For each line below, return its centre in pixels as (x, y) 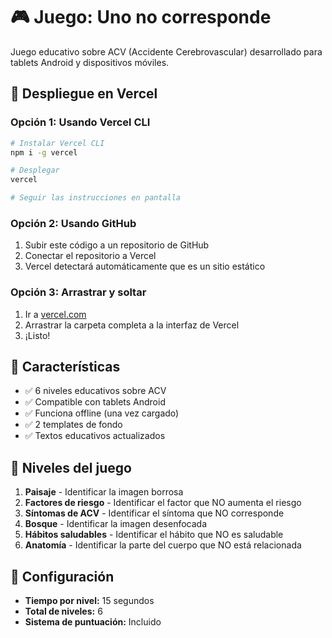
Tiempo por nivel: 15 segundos (89, 601)
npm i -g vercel (44, 152)
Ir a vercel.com (55, 314)
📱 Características (65, 366)
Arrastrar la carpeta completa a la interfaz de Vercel (132, 325)
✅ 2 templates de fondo (73, 425)
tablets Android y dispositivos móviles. (90, 62)
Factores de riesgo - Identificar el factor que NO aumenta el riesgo (163, 503)
